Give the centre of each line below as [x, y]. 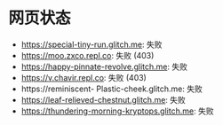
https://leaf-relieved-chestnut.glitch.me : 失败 [103, 99]
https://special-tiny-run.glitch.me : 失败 [92, 44]
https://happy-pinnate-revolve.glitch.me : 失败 [104, 66]
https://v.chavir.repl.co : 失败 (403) [84, 77]
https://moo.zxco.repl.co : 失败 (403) [88, 55]
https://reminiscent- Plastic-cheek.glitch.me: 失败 [112, 89]
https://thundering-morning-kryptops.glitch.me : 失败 [117, 111]
